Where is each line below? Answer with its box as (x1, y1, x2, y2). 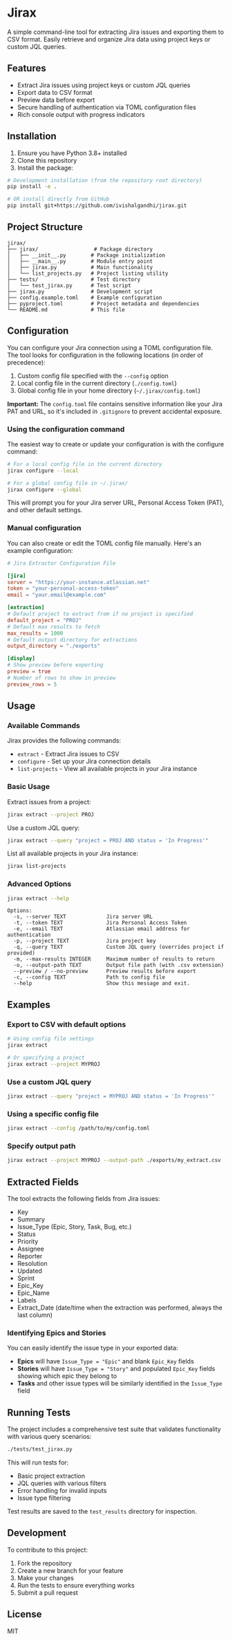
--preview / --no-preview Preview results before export (13, 968, 196, 975)
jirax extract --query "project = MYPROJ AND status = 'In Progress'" (7, 1092, 215, 1100)
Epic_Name (17, 1289, 50, 1297)
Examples (7, 999, 50, 1010)
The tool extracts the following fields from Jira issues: (7, 1194, 160, 1202)
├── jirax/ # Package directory (7, 246, 154, 253)
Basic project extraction (17, 1471, 85, 1480)
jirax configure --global (7, 486, 82, 493)
